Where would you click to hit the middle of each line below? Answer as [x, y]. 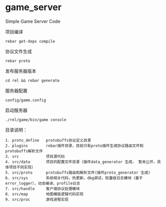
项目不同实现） [22, 167]
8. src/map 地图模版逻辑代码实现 [44, 194]
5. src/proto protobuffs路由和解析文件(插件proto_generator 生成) [78, 173]
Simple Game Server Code [33, 21]
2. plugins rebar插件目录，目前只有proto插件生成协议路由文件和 [74, 146]
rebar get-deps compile [30, 41]
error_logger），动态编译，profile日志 [43, 183]
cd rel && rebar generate [32, 80]
